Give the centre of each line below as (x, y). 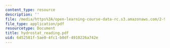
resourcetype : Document (30, 28)
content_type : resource (30, 10)
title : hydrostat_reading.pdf (37, 33)
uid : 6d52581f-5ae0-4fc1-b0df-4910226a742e (52, 38)
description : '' (22, 14)
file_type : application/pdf (35, 24)
